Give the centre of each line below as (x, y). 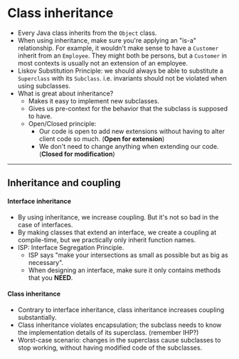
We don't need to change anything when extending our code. (129, 146)
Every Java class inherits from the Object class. (87, 33)
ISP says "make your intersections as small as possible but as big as (128, 255)
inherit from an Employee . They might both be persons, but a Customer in (122, 56)
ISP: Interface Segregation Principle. (71, 247)
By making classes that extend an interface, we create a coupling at (117, 232)
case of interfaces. (45, 224)
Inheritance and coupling (64, 183)
